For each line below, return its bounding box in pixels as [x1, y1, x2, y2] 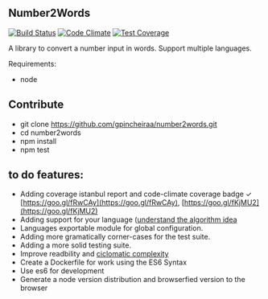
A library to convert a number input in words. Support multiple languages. [8, 43, 252, 53]
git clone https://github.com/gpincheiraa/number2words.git [19, 119, 217, 129]
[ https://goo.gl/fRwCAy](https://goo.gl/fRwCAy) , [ [19, 198, 185, 207]
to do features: [8, 168, 85, 182]
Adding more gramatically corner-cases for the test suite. [19, 232, 211, 242]
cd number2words [19, 128, 82, 137]
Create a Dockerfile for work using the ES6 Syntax [19, 257, 188, 268]
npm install [19, 136, 57, 145]
